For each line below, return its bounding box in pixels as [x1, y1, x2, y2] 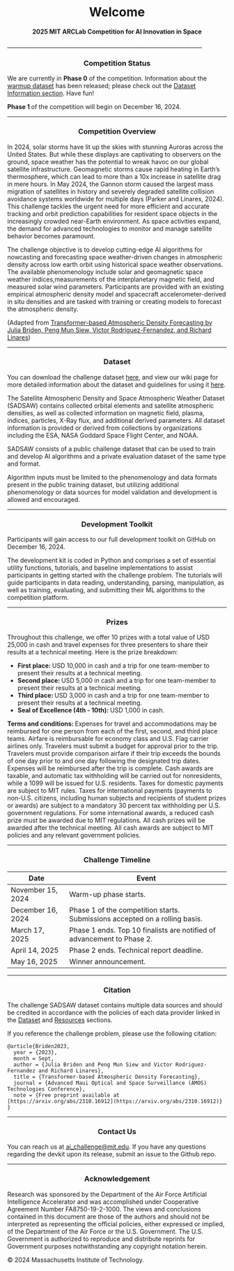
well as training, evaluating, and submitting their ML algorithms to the [7, 586, 205, 594]
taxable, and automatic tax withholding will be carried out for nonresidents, [7, 772, 222, 780]
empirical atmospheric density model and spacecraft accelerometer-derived [7, 289, 226, 298]
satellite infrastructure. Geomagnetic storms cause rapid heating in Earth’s [7, 165, 220, 173]
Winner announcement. [69, 956, 146, 966]
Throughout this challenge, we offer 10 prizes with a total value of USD [7, 633, 210, 642]
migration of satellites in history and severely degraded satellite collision [7, 187, 214, 196]
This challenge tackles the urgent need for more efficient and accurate [7, 202, 210, 210]
